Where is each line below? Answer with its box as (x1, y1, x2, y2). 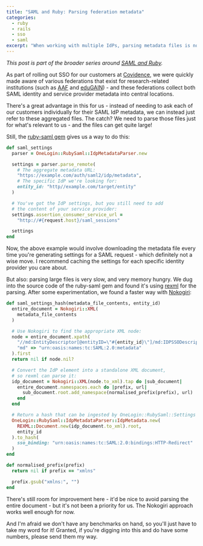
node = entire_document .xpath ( (11, 334, 91, 340)
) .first (11, 350, 31, 357)
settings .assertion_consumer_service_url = (11, 211, 123, 218)
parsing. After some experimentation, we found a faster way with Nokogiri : (6, 289, 192, 296)
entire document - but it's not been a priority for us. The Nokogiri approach (6, 502, 193, 509)
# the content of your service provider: (11, 206, 118, 212)
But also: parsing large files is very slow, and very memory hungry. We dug (6, 276, 193, 283)
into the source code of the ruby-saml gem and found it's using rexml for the (6, 282, 197, 289)
